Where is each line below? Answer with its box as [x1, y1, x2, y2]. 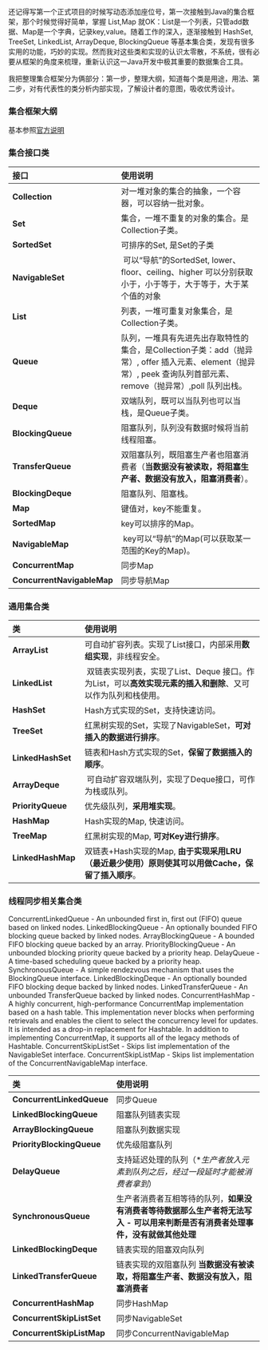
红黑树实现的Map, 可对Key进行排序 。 [85, 830, 225, 841]
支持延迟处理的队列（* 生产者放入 [116, 1154, 242, 1165]
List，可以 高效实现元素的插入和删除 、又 [93, 677, 242, 689]
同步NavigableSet [116, 1313, 183, 1324]
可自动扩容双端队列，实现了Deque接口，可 [86, 773, 247, 784]
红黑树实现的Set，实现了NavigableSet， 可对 [85, 720, 251, 731]
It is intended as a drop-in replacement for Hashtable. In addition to [8, 1025, 229, 1034]
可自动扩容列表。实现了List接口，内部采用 [85, 638, 242, 649]
